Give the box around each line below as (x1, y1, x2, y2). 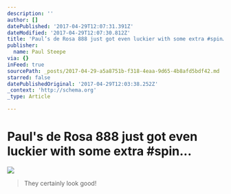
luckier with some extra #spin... (7, 144, 192, 159)
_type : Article (7, 94, 51, 100)
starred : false (7, 74, 51, 81)
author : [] (7, 17, 38, 23)
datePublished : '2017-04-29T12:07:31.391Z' (7, 23, 134, 30)
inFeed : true (7, 61, 45, 68)
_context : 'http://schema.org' (7, 87, 97, 94)
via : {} (7, 55, 30, 62)
